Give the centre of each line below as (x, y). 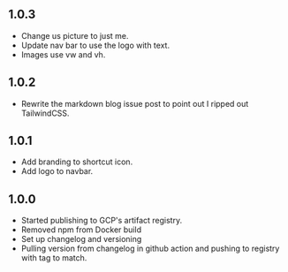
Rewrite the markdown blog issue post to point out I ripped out (135, 103)
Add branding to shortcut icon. (77, 162)
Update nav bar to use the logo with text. (95, 45)
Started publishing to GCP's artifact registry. (102, 221)
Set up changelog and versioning (81, 239)
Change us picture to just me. (75, 35)
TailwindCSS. (45, 113)
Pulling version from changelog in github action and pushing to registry (150, 249)
